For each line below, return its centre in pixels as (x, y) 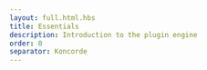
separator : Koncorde (49, 52)
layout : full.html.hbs (52, 18)
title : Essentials (44, 26)
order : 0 (26, 43)
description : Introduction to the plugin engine (103, 35)
